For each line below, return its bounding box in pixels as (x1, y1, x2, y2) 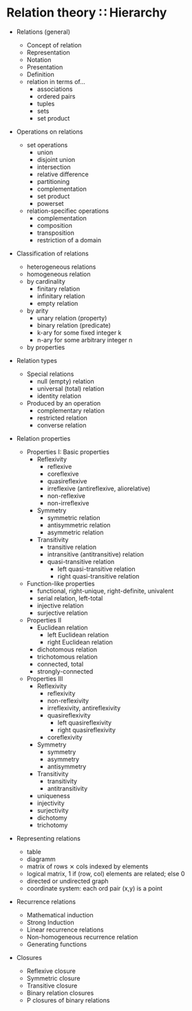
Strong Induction (26, 918, 74, 926)
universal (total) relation (36, 384, 105, 393)
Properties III (26, 674, 63, 682)
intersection (36, 163, 72, 171)
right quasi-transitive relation (57, 572, 140, 580)
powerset (36, 199, 64, 207)
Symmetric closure (26, 974, 81, 982)
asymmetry (47, 755, 80, 763)
